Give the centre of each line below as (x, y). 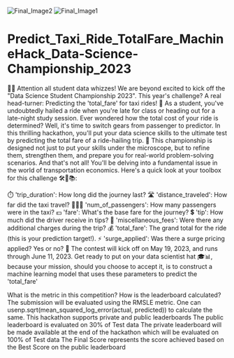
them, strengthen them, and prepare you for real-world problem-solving (111, 155)
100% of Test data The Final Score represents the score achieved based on (116, 339)
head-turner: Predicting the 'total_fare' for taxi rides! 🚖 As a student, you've (116, 103)
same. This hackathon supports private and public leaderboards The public (115, 317)
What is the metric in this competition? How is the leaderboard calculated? (114, 295)
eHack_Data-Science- (73, 54)
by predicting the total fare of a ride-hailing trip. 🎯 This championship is (110, 140)
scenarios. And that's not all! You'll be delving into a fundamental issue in (112, 163)
